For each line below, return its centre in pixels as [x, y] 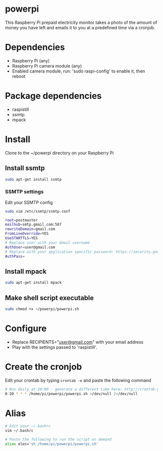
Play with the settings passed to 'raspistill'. [55, 347]
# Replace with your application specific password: [59, 252]
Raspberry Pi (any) [31, 61]
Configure [26, 329]
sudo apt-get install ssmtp [33, 179]
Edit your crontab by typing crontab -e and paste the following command [78, 380]
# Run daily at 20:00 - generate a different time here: [64, 389]
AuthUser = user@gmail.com [30, 247]
